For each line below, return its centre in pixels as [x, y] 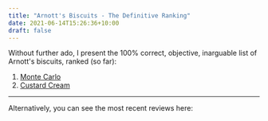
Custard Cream [45, 85]
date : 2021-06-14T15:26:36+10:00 [64, 23]
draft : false [30, 30]
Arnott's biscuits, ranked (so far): [63, 61]
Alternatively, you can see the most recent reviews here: [101, 108]
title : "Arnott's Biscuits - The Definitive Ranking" [100, 16]
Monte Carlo [40, 77]
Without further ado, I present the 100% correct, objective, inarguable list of [133, 53]
